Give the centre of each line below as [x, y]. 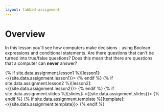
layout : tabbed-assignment [33, 10]
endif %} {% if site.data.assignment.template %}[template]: [65, 99]
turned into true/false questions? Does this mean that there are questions [79, 58]
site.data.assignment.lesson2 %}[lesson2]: [48, 83]
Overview [25, 34]
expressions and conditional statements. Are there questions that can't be [80, 53]
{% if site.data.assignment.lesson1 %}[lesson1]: [53, 73]
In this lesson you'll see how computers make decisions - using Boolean [78, 48]
